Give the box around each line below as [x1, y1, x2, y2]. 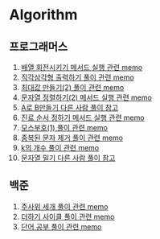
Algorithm [9, 6, 78, 24]
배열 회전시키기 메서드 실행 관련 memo [20, 63, 143, 72]
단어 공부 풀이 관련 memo [20, 221, 102, 231]
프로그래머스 [9, 39, 68, 53]
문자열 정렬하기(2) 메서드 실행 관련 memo [20, 93, 152, 102]
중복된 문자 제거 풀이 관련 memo [20, 133, 124, 142]
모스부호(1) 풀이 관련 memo [20, 123, 108, 132]
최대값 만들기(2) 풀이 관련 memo [20, 83, 125, 92]
